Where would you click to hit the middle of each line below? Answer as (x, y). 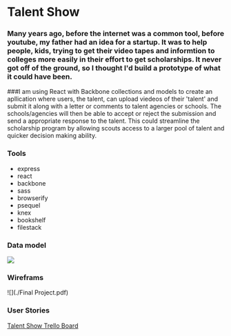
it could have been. (40, 77)
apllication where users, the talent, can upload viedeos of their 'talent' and (113, 99)
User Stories (29, 310)
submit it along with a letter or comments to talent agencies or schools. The (114, 106)
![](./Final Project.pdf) (38, 293)
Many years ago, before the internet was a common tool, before (116, 34)
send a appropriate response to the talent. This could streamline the (103, 121)
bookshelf (31, 220)
